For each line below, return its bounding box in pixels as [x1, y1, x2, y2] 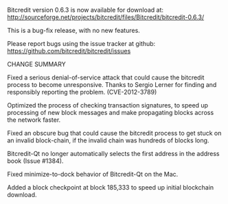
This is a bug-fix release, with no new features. [7, 27, 141, 34]
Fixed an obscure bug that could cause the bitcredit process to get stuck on [7, 129, 222, 137]
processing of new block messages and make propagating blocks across [7, 109, 214, 116]
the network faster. [7, 116, 61, 124]
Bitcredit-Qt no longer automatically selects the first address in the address [7, 150, 220, 157]
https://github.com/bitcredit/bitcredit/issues [7, 47, 131, 55]
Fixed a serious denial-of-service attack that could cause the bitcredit [7, 73, 205, 81]
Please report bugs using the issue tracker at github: [7, 40, 156, 47]
